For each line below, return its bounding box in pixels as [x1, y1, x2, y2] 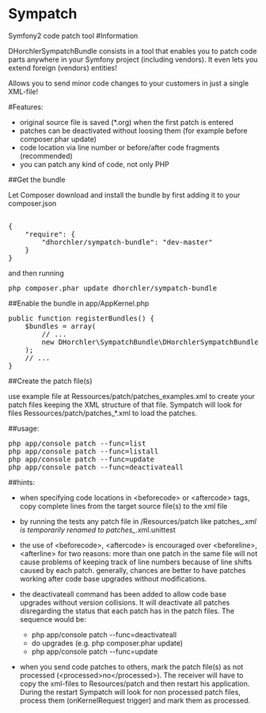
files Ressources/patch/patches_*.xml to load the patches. [8, 408, 198, 418]
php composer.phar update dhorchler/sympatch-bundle [8, 283, 218, 293]
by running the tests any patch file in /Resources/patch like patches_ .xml [19, 516, 257, 526]
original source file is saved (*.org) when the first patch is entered [19, 117, 234, 127]
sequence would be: [19, 614, 87, 624]
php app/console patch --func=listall [8, 446, 159, 456]
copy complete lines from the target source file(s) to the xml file [19, 501, 228, 510]
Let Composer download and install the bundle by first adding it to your [8, 190, 241, 199]
